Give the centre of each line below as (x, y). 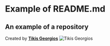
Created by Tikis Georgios (31, 38)
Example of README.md (55, 9)
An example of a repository (47, 27)
